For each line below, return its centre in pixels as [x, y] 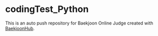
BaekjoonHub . [20, 28]
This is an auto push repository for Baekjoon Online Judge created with [79, 23]
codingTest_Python [47, 9]
